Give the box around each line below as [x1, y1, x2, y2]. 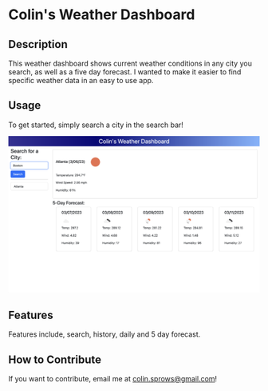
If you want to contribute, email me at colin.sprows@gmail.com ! [8, 373, 218, 383]
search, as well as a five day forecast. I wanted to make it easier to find [8, 67, 242, 77]
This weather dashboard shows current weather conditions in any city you [8, 58, 253, 68]
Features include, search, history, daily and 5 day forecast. [8, 329, 201, 339]
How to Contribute [8, 353, 102, 366]
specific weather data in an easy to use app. [8, 76, 154, 85]
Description [8, 38, 68, 51]
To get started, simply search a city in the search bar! [8, 120, 183, 130]
